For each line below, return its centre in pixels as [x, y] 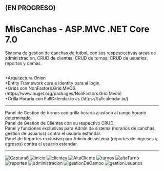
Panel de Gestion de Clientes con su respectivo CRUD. [60, 123]
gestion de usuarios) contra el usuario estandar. [53, 133]
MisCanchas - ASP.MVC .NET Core [77, 29]
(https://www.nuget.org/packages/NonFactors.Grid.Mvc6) [63, 94]
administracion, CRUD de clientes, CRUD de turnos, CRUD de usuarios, [76, 58]
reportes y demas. [23, 64]
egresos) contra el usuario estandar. [41, 144]
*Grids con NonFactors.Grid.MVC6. [41, 88]
